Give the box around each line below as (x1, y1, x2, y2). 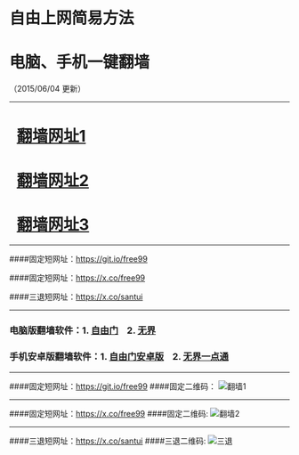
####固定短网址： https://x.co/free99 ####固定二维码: (9, 408, 209, 418)
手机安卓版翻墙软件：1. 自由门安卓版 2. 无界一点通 (9, 351, 230, 363)
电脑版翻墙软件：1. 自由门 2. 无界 (9, 324, 157, 337)
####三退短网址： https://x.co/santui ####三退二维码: (9, 435, 206, 446)
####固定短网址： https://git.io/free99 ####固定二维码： (9, 380, 216, 392)
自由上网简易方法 (9, 8, 135, 28)
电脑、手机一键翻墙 (9, 53, 150, 72)
